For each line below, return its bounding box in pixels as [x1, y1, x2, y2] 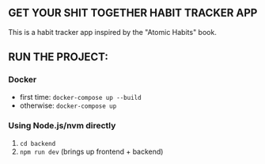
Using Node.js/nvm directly [8, 120, 116, 132]
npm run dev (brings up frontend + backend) [19, 147, 164, 156]
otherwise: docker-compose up [19, 101, 117, 110]
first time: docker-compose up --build [19, 92, 142, 101]
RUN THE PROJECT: [8, 51, 108, 64]
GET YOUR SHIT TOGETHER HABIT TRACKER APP [8, 6, 258, 20]
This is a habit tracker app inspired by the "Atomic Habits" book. [8, 27, 218, 36]
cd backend [19, 139, 56, 147]
